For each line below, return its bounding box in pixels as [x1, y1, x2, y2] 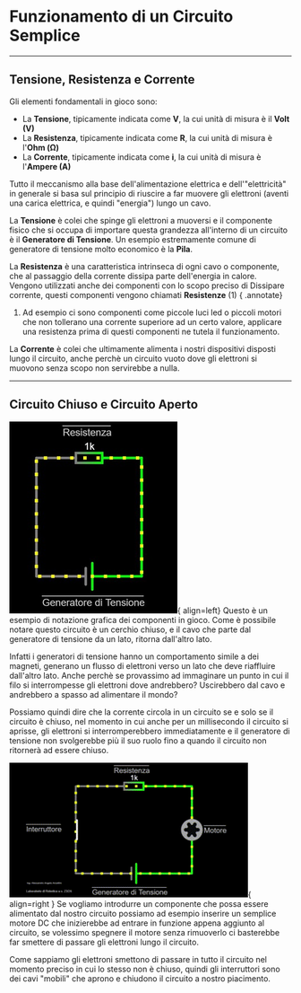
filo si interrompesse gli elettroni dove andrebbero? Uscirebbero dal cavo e [9, 680, 286, 690]
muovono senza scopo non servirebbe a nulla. [9, 362, 180, 373]
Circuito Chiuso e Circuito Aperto [9, 397, 199, 412]
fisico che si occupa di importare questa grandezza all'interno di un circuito [9, 224, 288, 235]
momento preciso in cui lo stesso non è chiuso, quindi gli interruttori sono [9, 963, 280, 974]
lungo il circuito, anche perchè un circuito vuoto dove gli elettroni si [9, 353, 258, 364]
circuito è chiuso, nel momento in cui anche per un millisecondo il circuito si [9, 716, 289, 726]
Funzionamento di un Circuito [9, 6, 234, 27]
